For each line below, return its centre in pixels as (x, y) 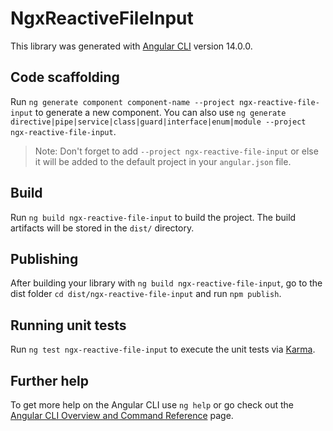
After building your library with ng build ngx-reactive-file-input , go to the (166, 283)
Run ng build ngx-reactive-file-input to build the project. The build (153, 217)
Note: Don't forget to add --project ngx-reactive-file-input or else (176, 151)
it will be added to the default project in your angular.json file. (163, 161)
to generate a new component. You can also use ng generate (160, 112)
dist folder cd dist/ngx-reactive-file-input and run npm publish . (146, 294)
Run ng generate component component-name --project (122, 101)
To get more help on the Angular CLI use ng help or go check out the (152, 405)
